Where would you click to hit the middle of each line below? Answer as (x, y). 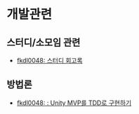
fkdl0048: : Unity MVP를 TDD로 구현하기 (74, 103)
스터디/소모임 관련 (44, 42)
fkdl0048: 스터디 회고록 (49, 60)
